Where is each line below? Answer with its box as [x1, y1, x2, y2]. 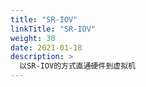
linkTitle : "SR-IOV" [10, 24, 97, 34]
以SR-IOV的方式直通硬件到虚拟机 [19, 61, 136, 71]
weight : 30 [10, 33, 56, 43]
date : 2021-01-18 [10, 42, 83, 53]
